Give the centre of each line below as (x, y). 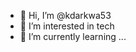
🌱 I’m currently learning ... (73, 36)
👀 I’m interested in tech (67, 26)
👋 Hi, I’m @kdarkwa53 (65, 15)
